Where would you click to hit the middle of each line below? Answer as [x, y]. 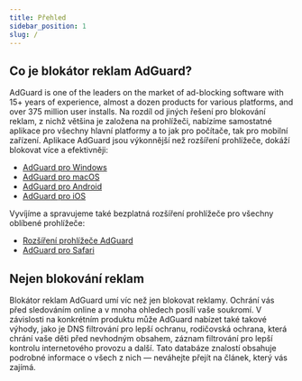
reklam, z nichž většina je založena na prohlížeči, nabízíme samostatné [141, 122]
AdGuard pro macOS [61, 177]
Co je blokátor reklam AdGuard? [101, 71]
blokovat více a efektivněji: [59, 150]
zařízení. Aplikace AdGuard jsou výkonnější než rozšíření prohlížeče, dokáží [150, 141]
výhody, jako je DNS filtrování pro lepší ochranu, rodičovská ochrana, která [148, 329]
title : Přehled [38, 18]
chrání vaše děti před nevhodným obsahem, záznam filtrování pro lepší [141, 338]
